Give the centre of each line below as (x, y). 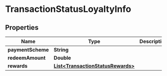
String (61, 50)
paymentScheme (28, 50)
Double (62, 58)
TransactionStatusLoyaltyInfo (68, 9)
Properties (22, 28)
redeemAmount (27, 58)
